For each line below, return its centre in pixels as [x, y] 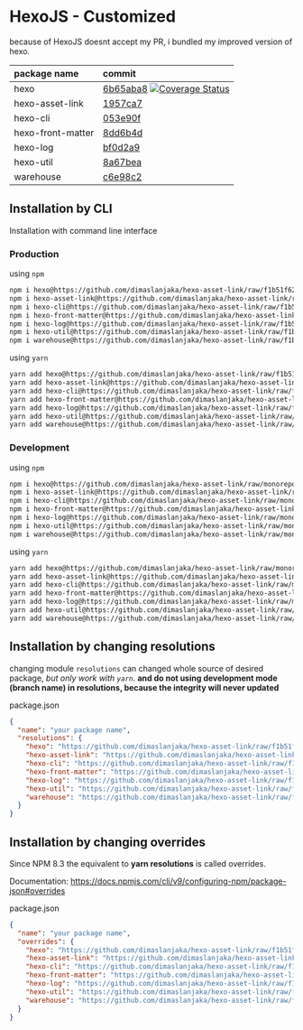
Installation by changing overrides [107, 842]
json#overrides [37, 890]
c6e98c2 [122, 176]
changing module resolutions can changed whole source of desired [137, 668]
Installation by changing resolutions [113, 647]
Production [34, 254]
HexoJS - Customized [92, 17]
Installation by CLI [61, 209]
